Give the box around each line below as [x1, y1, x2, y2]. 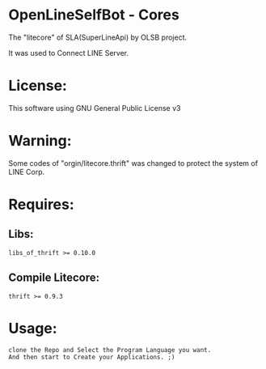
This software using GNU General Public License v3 [8, 103, 181, 112]
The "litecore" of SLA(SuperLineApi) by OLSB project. [8, 32, 188, 42]
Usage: [8, 319, 58, 337]
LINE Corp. [8, 167, 45, 176]
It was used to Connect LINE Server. [8, 48, 129, 57]
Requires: [8, 196, 74, 214]
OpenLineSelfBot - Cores [8, 6, 179, 24]
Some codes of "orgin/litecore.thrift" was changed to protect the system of [8, 158, 259, 168]
